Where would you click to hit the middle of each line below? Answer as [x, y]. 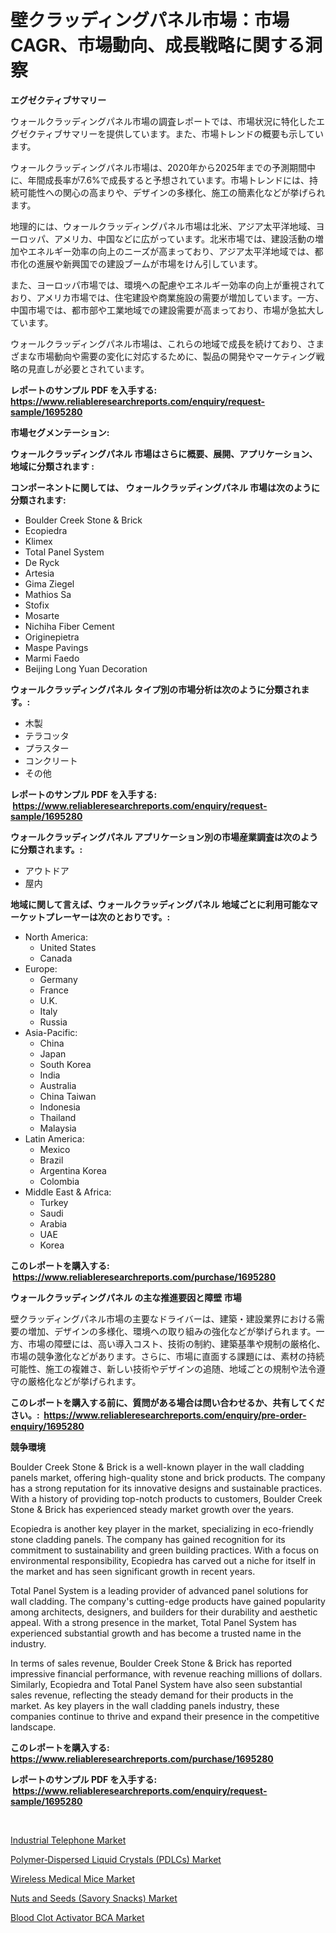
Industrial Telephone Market [68, 1840]
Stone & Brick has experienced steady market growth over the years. [152, 1509]
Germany [58, 979]
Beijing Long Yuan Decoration [86, 668]
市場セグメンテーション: [60, 432]
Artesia [39, 573]
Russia [53, 1022]
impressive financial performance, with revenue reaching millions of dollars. [166, 1673]
